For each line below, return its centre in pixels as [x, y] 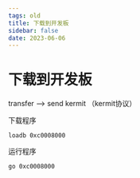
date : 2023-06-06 [37, 38]
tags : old [25, 16]
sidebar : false [33, 30]
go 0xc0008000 [32, 167]
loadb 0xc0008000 [37, 136]
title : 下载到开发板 [39, 23]
